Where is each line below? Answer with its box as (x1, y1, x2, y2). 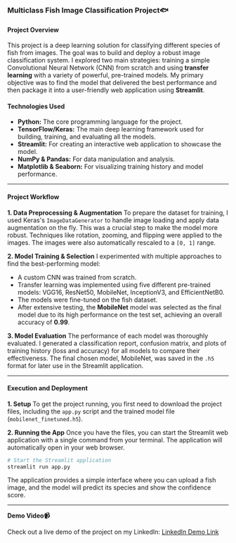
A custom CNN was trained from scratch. (17, 273, 137, 281)
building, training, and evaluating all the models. (17, 132, 157, 141)
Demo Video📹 (7, 511, 51, 520)
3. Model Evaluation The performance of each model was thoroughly (7, 331, 209, 340)
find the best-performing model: (7, 259, 100, 268)
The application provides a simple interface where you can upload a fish (7, 476, 216, 485)
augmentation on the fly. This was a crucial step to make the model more (7, 223, 218, 231)
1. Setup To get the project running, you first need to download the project (7, 400, 223, 408)
